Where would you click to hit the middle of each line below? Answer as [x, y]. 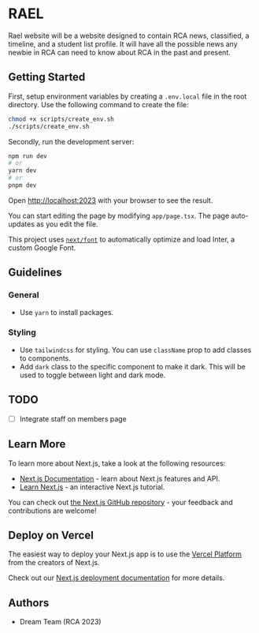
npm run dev [28, 156]
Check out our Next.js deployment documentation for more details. [117, 578]
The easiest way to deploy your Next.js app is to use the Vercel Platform [125, 554]
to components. [45, 358]
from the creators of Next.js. [54, 563]
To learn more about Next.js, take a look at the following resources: [117, 463]
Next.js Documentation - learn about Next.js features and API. [120, 478]
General [24, 295]
